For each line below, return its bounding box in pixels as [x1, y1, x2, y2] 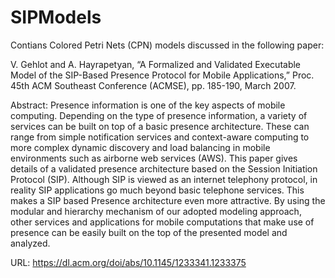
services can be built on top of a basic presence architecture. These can [10, 120, 310, 132]
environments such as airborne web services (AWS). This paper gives [10, 152, 298, 164]
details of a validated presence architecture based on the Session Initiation [10, 162, 318, 175]
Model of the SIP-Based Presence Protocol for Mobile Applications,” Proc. [10, 69, 315, 81]
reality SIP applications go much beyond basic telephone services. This [10, 184, 305, 196]
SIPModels [10, 6, 102, 29]
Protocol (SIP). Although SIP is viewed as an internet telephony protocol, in [10, 173, 318, 185]
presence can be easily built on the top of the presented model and [10, 226, 288, 238]
